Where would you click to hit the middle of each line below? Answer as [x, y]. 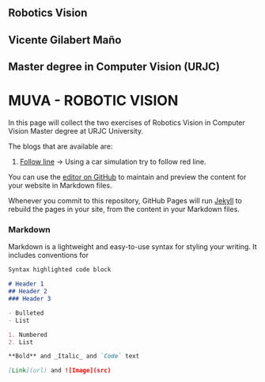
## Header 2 [28, 292]
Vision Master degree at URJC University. [76, 131]
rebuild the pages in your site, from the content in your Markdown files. [124, 210]
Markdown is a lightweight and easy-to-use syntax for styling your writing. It [132, 247]
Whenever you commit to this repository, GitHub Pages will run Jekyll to [125, 201]
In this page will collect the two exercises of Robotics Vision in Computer [127, 123]
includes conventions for [49, 255]
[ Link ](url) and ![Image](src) [60, 371]
